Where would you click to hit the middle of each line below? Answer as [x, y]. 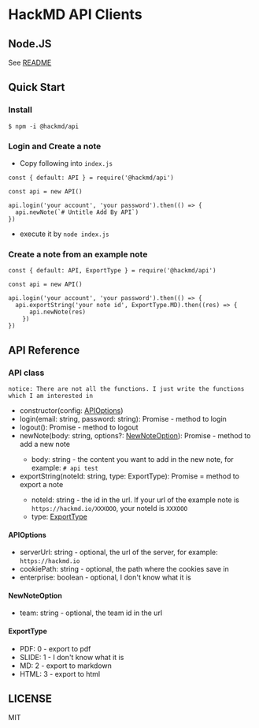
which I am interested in [50, 396]
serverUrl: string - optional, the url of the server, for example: [118, 552]
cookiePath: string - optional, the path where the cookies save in [124, 569]
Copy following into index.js [66, 163]
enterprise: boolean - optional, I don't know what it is [105, 577]
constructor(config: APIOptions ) [71, 410]
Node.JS [30, 44]
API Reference [44, 350]
